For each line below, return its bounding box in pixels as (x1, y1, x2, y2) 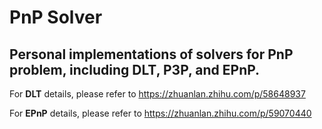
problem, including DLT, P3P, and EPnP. (9, 61, 261, 78)
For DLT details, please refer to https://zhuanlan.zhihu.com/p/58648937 (9, 88, 306, 100)
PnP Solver (9, 6, 103, 29)
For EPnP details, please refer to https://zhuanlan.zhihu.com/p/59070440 (9, 107, 312, 119)
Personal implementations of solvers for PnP (9, 46, 294, 63)
